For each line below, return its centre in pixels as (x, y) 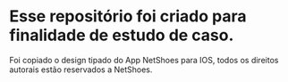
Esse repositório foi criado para (128, 16)
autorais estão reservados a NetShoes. (81, 70)
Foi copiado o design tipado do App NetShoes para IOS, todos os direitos (144, 60)
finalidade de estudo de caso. (122, 35)
